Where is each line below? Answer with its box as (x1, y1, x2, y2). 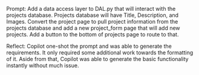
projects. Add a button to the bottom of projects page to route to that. (6, 31, 179, 38)
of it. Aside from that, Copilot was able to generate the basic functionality (6, 56, 189, 62)
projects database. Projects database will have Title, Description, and (6, 11, 179, 19)
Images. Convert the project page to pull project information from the (6, 18, 178, 25)
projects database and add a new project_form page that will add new (6, 24, 180, 31)
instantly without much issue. (6, 62, 79, 69)
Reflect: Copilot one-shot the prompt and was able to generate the (6, 42, 172, 50)
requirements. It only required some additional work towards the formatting (6, 49, 194, 56)
